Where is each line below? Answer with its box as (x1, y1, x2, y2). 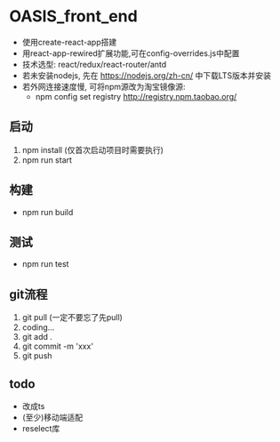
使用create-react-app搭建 (21, 36, 117, 47)
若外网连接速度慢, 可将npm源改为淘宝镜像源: (21, 81, 186, 92)
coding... (21, 322, 55, 333)
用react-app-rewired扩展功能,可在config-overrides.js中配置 (21, 47, 240, 59)
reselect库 (21, 423, 60, 433)
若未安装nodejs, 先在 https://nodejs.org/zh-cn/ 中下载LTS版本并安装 (21, 69, 271, 81)
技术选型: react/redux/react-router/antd (21, 59, 167, 69)
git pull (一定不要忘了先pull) (21, 312, 123, 323)
